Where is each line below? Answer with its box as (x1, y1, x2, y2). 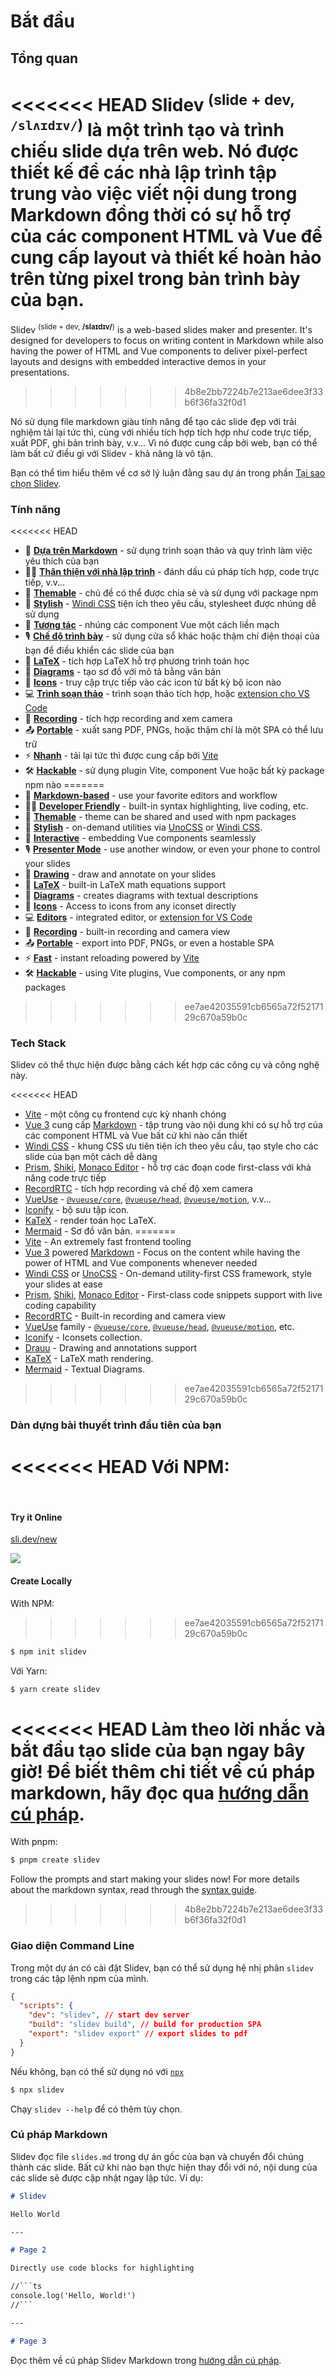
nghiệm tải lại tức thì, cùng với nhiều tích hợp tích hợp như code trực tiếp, (10, 426, 312, 438)
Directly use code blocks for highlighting (10, 2263, 195, 2274)
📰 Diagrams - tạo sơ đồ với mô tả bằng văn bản (24, 666, 222, 678)
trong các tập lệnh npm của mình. (10, 1972, 150, 1984)
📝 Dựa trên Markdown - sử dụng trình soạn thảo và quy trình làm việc (24, 545, 313, 557)
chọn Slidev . (10, 477, 62, 489)
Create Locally (10, 1575, 73, 1587)
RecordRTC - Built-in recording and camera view (24, 1310, 226, 1322)
